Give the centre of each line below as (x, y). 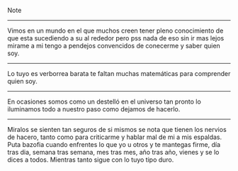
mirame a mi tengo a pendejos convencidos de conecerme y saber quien (114, 46)
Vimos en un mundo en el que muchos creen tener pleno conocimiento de (115, 31)
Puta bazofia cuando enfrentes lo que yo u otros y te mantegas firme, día (114, 144)
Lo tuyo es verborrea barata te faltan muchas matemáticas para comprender (119, 73)
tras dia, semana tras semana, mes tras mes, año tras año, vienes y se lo (113, 152)
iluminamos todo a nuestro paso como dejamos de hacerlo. (94, 109)
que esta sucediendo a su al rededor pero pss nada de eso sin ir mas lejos (116, 38)
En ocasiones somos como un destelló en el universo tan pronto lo (104, 101)
